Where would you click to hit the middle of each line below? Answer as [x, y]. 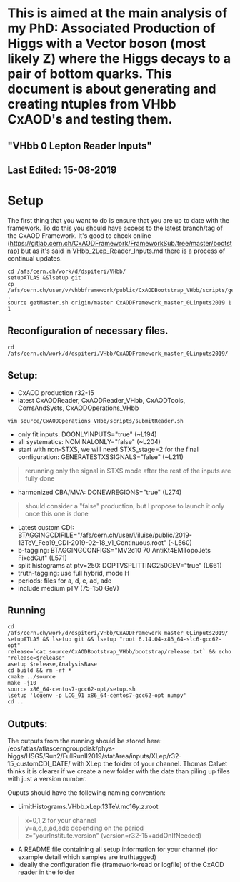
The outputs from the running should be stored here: [85, 741]
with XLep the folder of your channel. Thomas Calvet [150, 764]
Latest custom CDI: [46, 527]
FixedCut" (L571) [42, 558]
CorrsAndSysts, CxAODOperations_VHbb [78, 408]
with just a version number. [47, 779]
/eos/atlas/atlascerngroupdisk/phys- [61, 748]
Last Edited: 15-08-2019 [62, 170]
